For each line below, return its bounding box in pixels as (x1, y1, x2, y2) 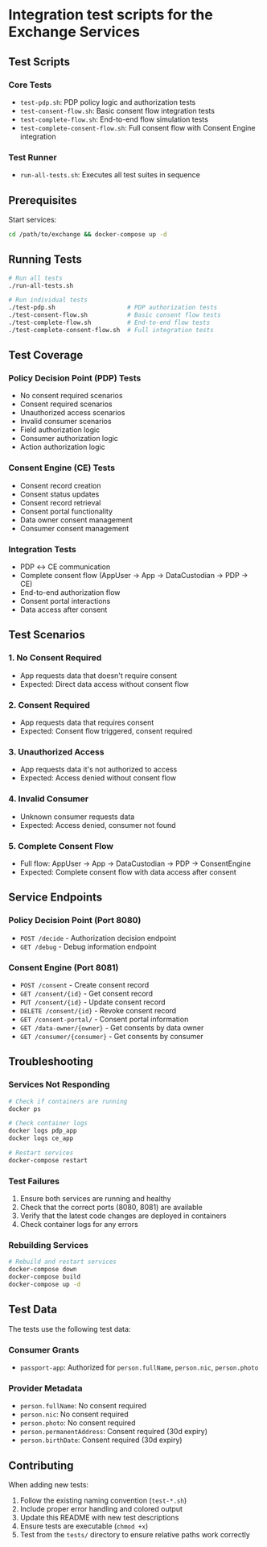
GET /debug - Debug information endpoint (19, 942, 157, 951)
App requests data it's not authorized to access (19, 764, 178, 775)
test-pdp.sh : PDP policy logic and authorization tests (19, 97, 196, 106)
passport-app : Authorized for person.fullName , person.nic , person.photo (19, 1362, 259, 1372)
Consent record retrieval (19, 497, 101, 507)
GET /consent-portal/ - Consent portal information (19, 1014, 189, 1024)
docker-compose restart (8, 1156, 88, 1164)
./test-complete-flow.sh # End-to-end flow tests (8, 318, 211, 327)
